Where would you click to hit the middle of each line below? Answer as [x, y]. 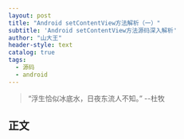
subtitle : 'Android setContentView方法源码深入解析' [93, 30]
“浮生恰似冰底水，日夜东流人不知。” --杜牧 [96, 98]
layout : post [30, 15]
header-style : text [41, 45]
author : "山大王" [35, 38]
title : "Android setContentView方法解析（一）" [84, 23]
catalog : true [32, 52]
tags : [17, 60]
